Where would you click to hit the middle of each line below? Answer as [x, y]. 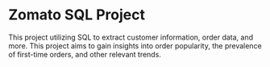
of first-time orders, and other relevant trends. [85, 54]
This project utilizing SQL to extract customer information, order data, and [131, 37]
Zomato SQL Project [77, 15]
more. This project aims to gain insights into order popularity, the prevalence [135, 45]
